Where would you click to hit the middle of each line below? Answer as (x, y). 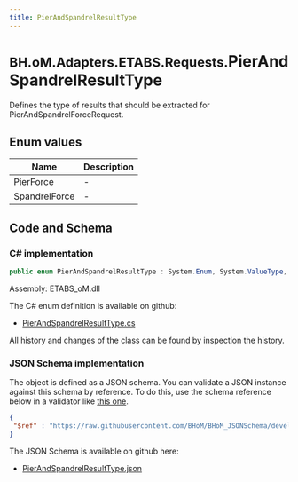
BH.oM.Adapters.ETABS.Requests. (119, 62)
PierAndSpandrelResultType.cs (78, 323)
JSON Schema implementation (77, 363)
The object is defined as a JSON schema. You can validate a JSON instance (148, 383)
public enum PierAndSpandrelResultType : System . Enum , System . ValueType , (149, 272)
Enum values (46, 142)
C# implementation (51, 253)
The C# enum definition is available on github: (93, 305)
